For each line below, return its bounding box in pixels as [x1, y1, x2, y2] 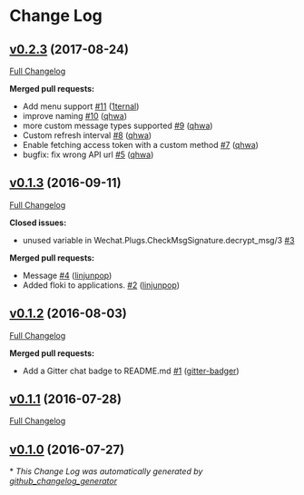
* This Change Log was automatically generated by [9, 466, 203, 477]
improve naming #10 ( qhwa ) [22, 111, 128, 121]
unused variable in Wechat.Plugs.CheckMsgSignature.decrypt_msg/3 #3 [22, 234, 295, 245]
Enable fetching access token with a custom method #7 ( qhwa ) [22, 140, 259, 150]
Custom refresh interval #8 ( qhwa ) [22, 130, 152, 141]
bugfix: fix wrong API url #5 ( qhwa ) [22, 149, 154, 160]
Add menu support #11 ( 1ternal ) [22, 101, 140, 112]
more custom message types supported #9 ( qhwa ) [22, 120, 213, 131]
